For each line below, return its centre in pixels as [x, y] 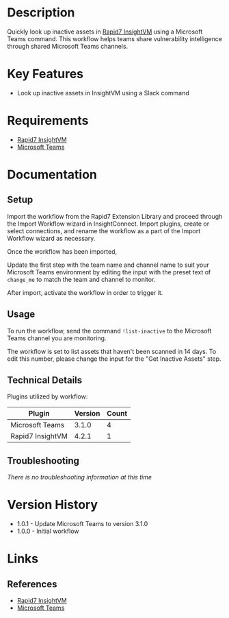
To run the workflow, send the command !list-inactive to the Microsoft [109, 331]
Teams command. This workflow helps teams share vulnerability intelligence [114, 38]
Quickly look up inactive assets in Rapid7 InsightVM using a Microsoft [105, 32]
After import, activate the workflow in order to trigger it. [85, 292]
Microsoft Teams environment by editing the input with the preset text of [109, 272]
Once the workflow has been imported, [62, 251]
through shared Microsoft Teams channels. [68, 46]
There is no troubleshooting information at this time [80, 477]
